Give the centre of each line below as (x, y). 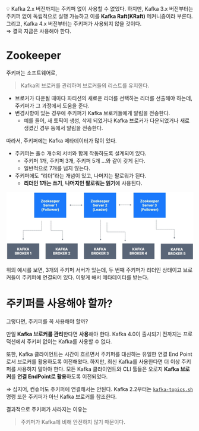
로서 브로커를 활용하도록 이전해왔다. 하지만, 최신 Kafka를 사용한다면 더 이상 (93, 361)
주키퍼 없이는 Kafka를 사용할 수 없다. (69, 341)
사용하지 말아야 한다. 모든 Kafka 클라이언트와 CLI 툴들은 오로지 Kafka (98, 369)
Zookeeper (34, 56)
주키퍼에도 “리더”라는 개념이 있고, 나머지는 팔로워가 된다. (80, 175)
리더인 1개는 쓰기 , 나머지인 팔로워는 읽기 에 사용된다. (83, 183)
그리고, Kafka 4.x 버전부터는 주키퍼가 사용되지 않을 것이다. (74, 24)
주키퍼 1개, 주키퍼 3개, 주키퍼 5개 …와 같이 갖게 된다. (84, 160)
